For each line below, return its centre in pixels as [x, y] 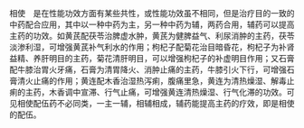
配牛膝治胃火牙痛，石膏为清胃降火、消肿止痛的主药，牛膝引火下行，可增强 [148, 69]
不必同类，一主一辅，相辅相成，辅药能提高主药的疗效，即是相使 [176, 103]
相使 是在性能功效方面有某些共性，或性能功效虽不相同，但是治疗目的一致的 [152, 13]
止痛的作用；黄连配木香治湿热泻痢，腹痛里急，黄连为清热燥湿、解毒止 [164, 81]
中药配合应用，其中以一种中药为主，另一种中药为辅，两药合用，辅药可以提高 [152, 24]
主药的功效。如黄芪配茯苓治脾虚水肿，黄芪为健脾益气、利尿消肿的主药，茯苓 [152, 36]
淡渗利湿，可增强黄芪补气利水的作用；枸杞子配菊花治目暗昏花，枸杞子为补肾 [152, 47]
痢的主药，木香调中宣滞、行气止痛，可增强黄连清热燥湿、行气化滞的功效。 [148, 92]
